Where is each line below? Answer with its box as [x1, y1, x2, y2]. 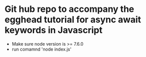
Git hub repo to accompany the [4, 3, 135, 15]
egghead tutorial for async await [4, 14, 142, 25]
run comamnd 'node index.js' [11, 46, 72, 52]
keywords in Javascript [4, 25, 102, 36]
